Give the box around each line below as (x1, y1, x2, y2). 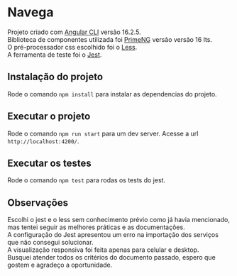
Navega (7, 4, 55, 21)
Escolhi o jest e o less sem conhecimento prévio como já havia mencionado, (7, 216, 231, 224)
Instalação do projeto (7, 71, 104, 83)
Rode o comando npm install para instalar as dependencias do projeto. (7, 89, 218, 98)
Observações (7, 197, 69, 209)
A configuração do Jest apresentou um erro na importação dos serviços (7, 231, 219, 239)
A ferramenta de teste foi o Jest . (7, 50, 102, 59)
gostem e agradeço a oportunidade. (7, 260, 113, 270)
